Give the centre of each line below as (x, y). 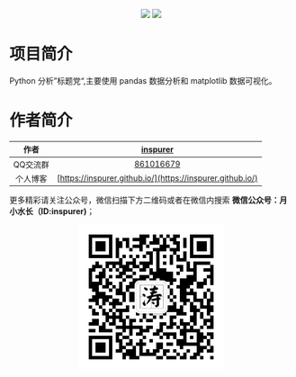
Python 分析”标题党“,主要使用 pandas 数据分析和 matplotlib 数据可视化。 (143, 80)
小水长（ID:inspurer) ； (52, 211)
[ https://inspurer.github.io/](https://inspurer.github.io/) (157, 178)
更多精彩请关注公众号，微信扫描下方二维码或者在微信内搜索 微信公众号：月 (148, 200)
